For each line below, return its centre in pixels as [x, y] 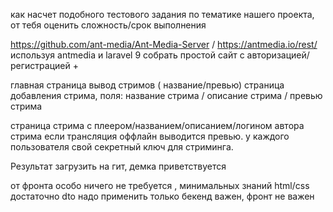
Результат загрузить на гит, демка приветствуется [118, 166]
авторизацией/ [278, 55]
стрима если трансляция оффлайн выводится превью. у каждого [150, 136]
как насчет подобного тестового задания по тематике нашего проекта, [162, 14]
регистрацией [40, 65]
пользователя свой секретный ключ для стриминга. [122, 147]
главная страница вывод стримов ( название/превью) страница [147, 85]
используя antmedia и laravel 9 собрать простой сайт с [127, 55]
